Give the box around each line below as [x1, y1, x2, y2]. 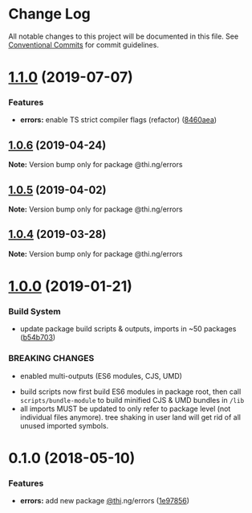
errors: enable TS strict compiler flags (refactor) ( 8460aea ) [19, 115, 217, 125]
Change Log [8, 5, 91, 23]
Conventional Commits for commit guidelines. [8, 39, 159, 49]
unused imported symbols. [19, 421, 109, 430]
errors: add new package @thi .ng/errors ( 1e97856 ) [19, 496, 190, 506]
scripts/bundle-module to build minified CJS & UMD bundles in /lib [19, 395, 245, 404]
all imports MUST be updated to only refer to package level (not [19, 404, 231, 413]
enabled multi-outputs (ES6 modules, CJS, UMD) [19, 371, 183, 380]
